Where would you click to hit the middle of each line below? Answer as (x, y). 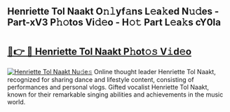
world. (16, 102)
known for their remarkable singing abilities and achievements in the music (115, 94)
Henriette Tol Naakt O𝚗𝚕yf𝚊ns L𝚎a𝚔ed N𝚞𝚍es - (113, 12)
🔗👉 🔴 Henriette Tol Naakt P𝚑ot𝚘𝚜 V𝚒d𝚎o (99, 51)
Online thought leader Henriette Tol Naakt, (155, 72)
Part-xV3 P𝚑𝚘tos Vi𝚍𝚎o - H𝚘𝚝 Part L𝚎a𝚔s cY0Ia (114, 23)
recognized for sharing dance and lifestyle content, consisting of (101, 79)
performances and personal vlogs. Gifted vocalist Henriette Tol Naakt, (108, 87)
